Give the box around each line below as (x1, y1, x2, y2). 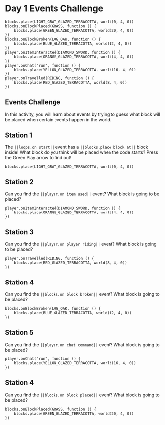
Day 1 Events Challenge (5, 3, 104, 14)
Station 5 (5, 328, 34, 337)
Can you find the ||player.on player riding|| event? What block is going (5, 241, 157, 247)
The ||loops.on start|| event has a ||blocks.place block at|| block (5, 144, 148, 150)
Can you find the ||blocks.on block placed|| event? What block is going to (5, 392, 160, 398)
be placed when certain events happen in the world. (5, 116, 111, 122)
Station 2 (5, 177, 34, 186)
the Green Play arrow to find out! (5, 154, 72, 160)
